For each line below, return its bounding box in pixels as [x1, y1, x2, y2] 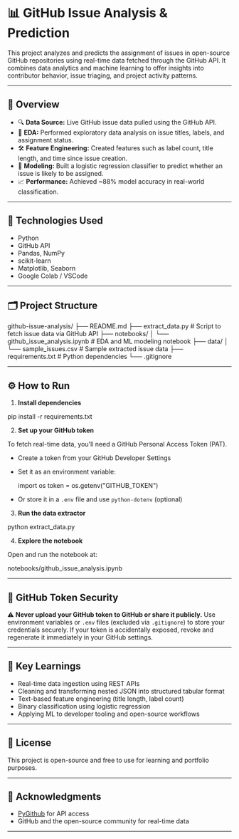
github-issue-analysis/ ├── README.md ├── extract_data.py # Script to [7, 322, 222, 330]
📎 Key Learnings [7, 660, 82, 672]
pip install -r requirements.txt [7, 412, 92, 421]
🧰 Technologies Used [7, 214, 103, 227]
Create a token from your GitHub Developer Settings [17, 454, 171, 462]
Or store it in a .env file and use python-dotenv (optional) [17, 495, 183, 504]
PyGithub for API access [17, 809, 90, 818]
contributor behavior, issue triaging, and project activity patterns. [7, 71, 198, 80]
